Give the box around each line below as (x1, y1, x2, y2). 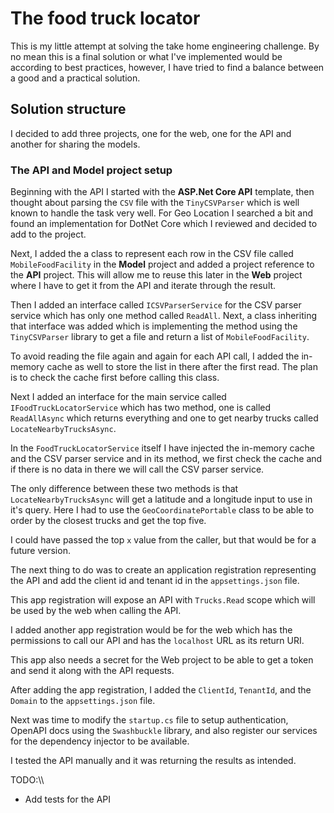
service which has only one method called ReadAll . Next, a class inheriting (10, 310, 317, 322)
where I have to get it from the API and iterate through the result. (10, 280, 277, 292)
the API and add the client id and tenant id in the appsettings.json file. (10, 575, 300, 587)
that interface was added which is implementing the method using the (10, 320, 298, 332)
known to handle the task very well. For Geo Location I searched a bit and (10, 207, 314, 219)
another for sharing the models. (10, 138, 141, 150)
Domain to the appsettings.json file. (10, 695, 156, 707)
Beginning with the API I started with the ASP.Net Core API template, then (10, 186, 315, 198)
